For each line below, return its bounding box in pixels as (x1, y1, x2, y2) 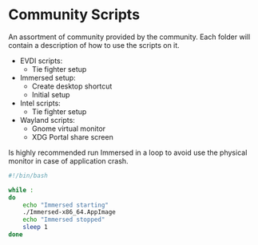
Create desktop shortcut (31, 81, 113, 91)
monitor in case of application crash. (8, 156, 129, 165)
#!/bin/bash (8, 172, 48, 180)
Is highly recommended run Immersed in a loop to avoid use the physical (8, 148, 248, 157)
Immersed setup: (19, 73, 76, 82)
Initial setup (31, 89, 70, 99)
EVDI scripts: (19, 56, 63, 65)
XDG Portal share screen (31, 132, 113, 141)
